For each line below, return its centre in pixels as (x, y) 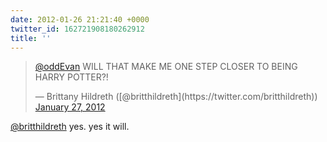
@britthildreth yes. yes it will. (70, 127)
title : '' (31, 38)
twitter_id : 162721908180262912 (77, 29)
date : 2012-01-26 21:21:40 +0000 (80, 19)
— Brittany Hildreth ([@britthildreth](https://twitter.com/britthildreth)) (176, 97)
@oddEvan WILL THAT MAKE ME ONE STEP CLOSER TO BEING (166, 67)
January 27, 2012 (70, 107)
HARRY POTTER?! (71, 77)
